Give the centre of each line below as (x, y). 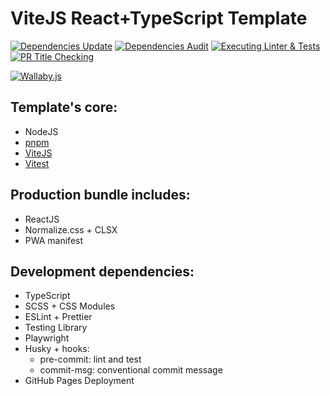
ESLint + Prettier (58, 317)
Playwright (47, 338)
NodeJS (41, 131)
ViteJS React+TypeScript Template (159, 18)
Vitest (37, 163)
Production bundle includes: (100, 195)
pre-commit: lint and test (90, 359)
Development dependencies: (102, 271)
